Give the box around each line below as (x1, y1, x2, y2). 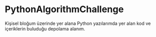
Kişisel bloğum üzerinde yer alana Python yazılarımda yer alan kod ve (5, 20, 151, 26)
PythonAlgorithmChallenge (5, 4, 124, 15)
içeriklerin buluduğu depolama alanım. (5, 25, 85, 31)
